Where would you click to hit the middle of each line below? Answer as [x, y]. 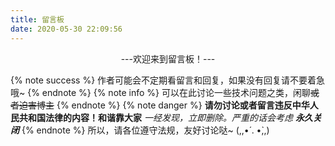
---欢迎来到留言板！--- [168, 58]
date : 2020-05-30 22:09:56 [66, 29]
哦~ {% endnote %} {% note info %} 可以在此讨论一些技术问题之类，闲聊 [160, 92]
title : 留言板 [37, 19]
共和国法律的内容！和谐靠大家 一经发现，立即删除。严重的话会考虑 [155, 117]
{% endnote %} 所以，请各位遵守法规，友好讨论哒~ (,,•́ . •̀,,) [145, 130]
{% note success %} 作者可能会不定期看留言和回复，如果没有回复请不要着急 [168, 80]
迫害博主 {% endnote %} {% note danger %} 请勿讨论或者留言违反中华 [164, 105]
